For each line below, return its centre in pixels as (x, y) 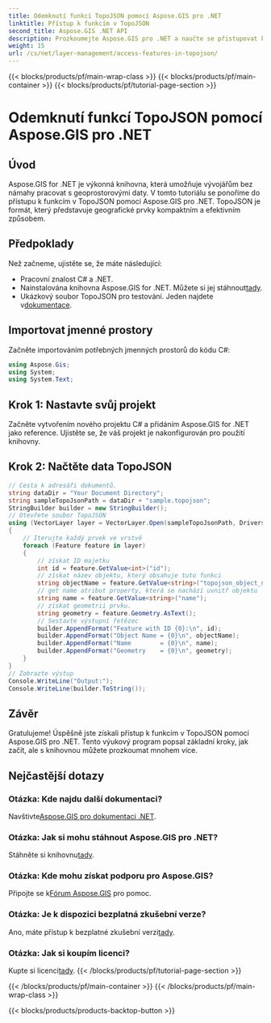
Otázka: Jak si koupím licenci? (69, 953)
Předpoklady (41, 244)
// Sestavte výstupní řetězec (88, 621)
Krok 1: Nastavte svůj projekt (82, 405)
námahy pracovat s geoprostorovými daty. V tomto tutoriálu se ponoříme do (134, 192)
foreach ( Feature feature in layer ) (85, 545)
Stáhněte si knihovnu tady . (52, 855)
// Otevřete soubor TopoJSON (57, 516)
